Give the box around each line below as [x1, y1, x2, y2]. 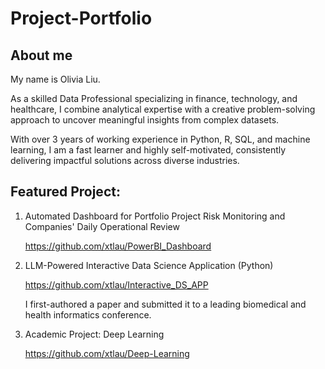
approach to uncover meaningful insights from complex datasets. [10, 114, 280, 126]
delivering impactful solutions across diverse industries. [10, 155, 240, 166]
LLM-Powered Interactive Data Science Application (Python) [24, 259, 274, 271]
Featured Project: [10, 183, 121, 201]
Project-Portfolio [10, 7, 153, 30]
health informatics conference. [24, 308, 152, 321]
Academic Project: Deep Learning [24, 328, 165, 340]
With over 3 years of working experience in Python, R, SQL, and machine [10, 133, 311, 145]
